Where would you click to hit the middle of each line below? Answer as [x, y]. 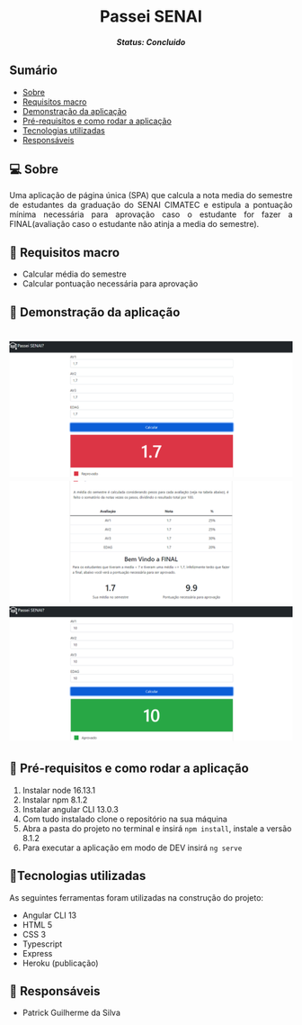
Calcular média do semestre [75, 274]
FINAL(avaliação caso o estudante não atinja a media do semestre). [134, 224]
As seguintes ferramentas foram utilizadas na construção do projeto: [136, 897]
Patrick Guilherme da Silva [71, 1013]
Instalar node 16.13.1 [59, 790]
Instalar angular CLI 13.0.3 [70, 809]
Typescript [42, 944]
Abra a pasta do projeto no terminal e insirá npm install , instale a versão [157, 828]
